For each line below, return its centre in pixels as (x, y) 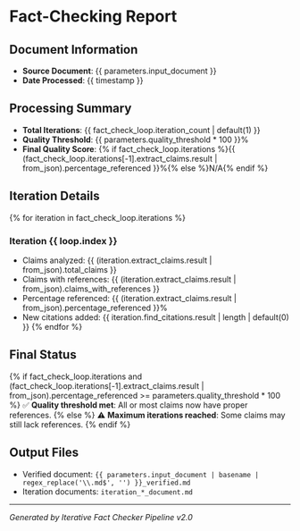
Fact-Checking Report (93, 17)
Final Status (43, 355)
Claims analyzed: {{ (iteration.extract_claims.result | (117, 260)
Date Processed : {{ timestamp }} (83, 80)
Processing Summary (71, 109)
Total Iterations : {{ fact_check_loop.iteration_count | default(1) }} (141, 130)
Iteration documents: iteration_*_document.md (108, 491)
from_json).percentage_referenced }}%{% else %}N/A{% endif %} (145, 168)
